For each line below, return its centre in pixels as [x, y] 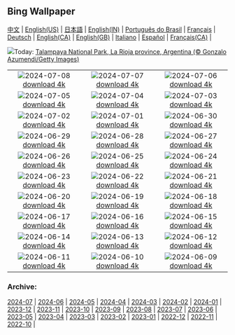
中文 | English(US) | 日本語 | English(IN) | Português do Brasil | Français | [112, 29]
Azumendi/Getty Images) [43, 59]
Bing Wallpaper [41, 12]
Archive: [22, 287]
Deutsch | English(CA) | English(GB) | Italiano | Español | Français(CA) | [109, 37]
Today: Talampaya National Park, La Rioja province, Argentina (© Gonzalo [121, 51]
